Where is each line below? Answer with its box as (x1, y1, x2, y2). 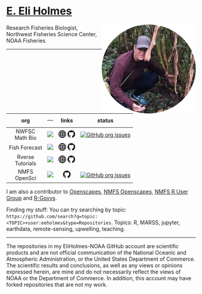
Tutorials (14, 160, 37, 167)
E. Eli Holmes (6, 4, 72, 18)
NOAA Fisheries (6, 37, 46, 44)
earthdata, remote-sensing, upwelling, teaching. (6, 225, 125, 233)
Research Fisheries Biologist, (6, 24, 78, 31)
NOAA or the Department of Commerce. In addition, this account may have (6, 274, 192, 281)
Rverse (17, 153, 34, 160)
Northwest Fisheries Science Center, (6, 30, 97, 37)
